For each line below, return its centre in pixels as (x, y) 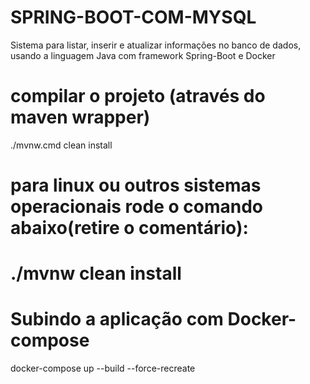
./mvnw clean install (96, 273)
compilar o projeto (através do (138, 96)
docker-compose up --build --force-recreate (103, 368)
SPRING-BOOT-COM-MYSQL (133, 17)
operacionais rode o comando (136, 207)
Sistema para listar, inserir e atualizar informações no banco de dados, (156, 45)
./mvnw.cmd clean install (61, 145)
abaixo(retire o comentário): (129, 228)
